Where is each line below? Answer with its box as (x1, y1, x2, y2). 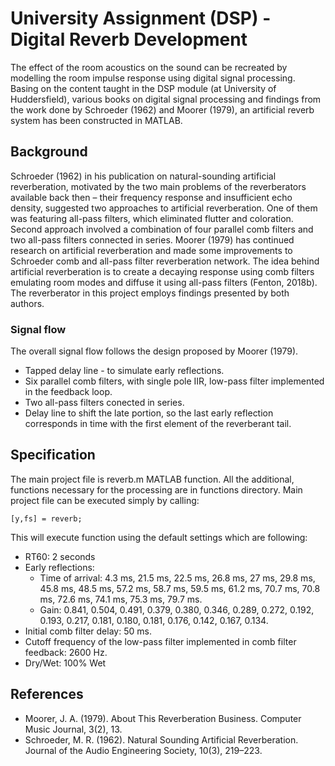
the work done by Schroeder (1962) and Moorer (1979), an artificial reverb (10, 103, 315, 116)
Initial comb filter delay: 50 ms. (24, 625, 152, 637)
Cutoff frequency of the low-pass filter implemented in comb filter (24, 635, 297, 647)
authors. (10, 297, 45, 309)
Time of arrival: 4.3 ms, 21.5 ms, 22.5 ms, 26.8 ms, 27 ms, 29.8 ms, (39, 572, 316, 584)
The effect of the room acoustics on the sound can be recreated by (10, 61, 288, 73)
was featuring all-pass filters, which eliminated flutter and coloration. (10, 212, 294, 224)
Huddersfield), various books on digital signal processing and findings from (10, 93, 322, 105)
